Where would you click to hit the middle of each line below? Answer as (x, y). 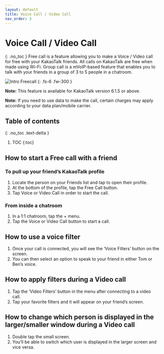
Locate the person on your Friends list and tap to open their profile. (80, 182)
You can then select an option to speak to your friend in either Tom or (82, 259)
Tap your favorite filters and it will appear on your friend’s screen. (78, 302)
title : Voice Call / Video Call (38, 14)
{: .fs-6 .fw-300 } (55, 82)
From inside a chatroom (34, 205)
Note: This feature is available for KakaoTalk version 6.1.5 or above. (73, 91)
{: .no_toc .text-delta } (27, 133)
